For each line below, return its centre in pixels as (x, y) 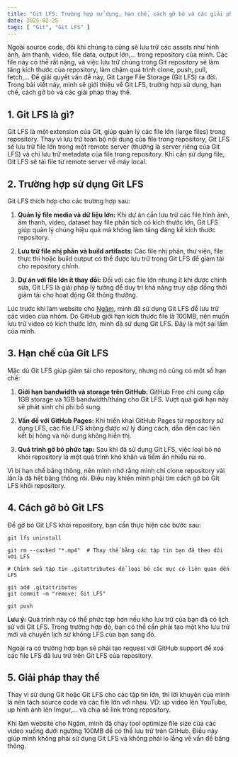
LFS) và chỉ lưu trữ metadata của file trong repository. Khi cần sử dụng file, (116, 154)
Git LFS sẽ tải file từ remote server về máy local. (77, 162)
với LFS (19, 557)
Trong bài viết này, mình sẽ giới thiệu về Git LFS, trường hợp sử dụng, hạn (114, 85)
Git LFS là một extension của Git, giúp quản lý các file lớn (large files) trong (117, 132)
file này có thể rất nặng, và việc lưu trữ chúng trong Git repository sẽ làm (113, 62)
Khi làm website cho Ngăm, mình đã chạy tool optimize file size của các (112, 724)
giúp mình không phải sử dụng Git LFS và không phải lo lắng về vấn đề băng (119, 739)
